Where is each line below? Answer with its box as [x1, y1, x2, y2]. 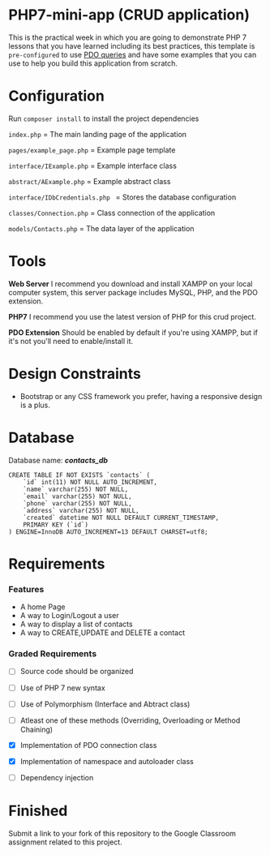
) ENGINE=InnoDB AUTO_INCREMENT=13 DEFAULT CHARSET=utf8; [8, 527, 208, 536]
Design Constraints [8, 365, 142, 383]
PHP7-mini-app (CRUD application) [8, 6, 250, 24]
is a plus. [19, 400, 50, 410]
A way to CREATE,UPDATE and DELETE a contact [19, 628, 185, 638]
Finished [8, 801, 68, 820]
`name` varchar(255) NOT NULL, [23, 485, 129, 493]
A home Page [19, 602, 66, 612]
